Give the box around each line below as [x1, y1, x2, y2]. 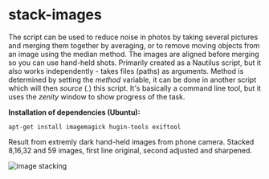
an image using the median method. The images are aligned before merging [8, 49, 259, 59]
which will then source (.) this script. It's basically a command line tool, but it [8, 83, 261, 93]
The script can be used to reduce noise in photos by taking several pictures [8, 32, 259, 42]
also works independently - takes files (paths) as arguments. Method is [8, 66, 244, 75]
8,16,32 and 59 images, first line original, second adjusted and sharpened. [8, 145, 253, 155]
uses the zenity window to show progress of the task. [8, 92, 185, 101]
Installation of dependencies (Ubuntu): [8, 107, 141, 117]
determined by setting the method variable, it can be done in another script [8, 75, 257, 84]
